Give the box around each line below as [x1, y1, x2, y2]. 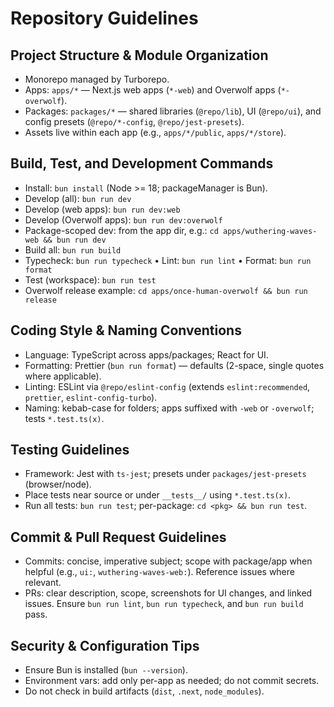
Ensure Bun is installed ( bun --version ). [24, 664, 188, 676]
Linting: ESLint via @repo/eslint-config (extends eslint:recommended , [24, 380, 311, 392]
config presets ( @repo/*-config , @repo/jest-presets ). [24, 116, 245, 127]
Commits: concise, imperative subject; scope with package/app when [24, 555, 313, 567]
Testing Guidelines [10, 442, 130, 459]
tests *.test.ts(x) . [24, 412, 105, 424]
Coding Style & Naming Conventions [10, 322, 242, 339]
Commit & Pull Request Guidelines [10, 528, 227, 546]
